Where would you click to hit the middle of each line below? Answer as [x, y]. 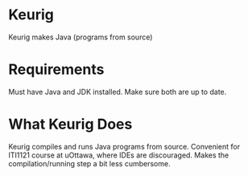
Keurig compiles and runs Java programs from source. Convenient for [124, 146]
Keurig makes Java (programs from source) [81, 37]
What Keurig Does [70, 124]
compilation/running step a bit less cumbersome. [89, 163]
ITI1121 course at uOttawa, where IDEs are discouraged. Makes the [119, 155]
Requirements [56, 70]
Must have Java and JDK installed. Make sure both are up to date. [118, 92]
